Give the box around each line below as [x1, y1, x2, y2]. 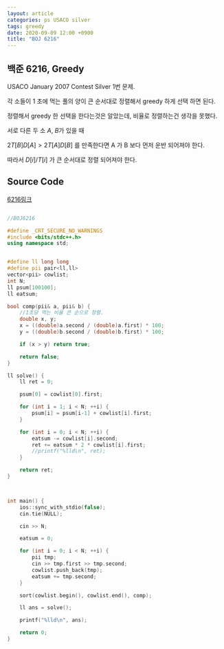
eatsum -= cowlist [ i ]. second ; [32, 435, 118, 442]
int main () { [7, 497, 45, 504]
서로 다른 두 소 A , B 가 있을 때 [7, 126, 85, 134]
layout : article [7, 10, 54, 17]
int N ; [7, 277, 26, 284]
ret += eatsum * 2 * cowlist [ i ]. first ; [32, 441, 146, 448]
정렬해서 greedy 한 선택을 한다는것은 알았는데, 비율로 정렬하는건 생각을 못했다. [7, 111, 218, 120]
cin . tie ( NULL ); [19, 510, 63, 517]
